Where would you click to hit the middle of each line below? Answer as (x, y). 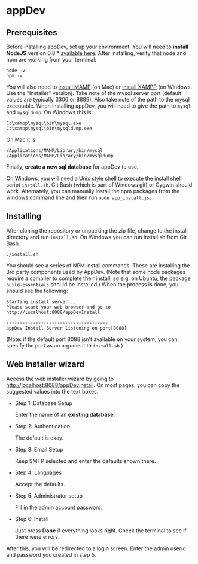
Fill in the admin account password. (59, 507)
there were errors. (37, 536)
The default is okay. (39, 438)
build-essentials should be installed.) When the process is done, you (92, 284)
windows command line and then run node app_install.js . (79, 197)
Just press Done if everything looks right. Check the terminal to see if (100, 531)
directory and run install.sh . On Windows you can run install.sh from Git (97, 237)
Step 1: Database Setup (44, 403)
